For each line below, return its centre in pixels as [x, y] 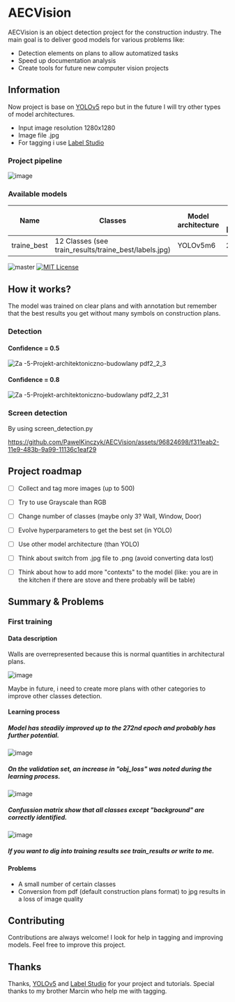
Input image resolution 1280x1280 [67, 128]
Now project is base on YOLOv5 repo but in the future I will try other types [114, 107]
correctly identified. [38, 817]
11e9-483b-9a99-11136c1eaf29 [52, 449]
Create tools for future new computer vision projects [93, 68]
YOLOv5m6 [197, 246]
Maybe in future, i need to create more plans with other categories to [107, 688]
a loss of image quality [51, 899]
